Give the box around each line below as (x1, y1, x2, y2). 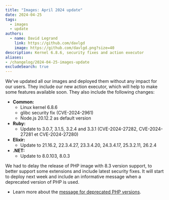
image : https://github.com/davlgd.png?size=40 (14, 45, 115, 50)
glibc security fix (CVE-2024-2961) (20, 110, 94, 116)
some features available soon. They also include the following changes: (5, 89, 155, 95)
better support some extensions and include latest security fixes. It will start (5, 168, 164, 175)
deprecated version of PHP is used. (5, 179, 80, 185)
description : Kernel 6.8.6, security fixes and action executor (5, 50, 144, 55)
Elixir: (12, 137, 25, 143)
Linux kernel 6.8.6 (20, 104, 58, 110)
